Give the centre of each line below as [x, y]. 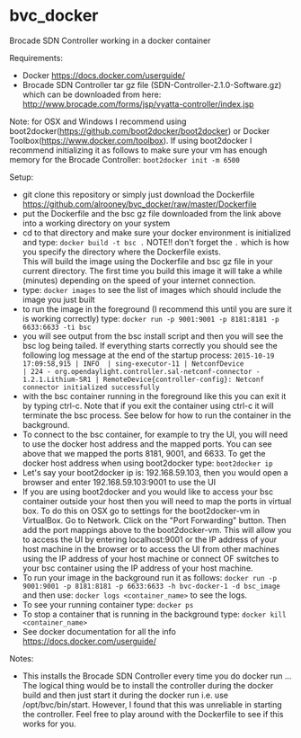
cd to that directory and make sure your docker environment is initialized [156, 232]
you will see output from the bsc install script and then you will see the [153, 336]
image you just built [59, 299]
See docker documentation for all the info [99, 631]
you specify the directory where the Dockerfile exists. [122, 252]
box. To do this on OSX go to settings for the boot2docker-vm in [141, 511]
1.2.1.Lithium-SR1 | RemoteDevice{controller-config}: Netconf [143, 379]
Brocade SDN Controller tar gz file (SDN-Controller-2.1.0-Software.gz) [152, 84]
